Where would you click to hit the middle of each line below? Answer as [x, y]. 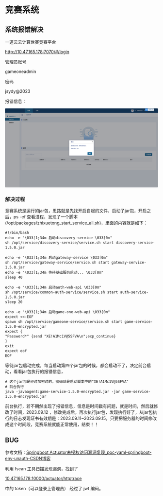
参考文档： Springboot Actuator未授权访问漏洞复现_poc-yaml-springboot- [78, 452]
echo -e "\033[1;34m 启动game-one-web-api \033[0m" [57, 312]
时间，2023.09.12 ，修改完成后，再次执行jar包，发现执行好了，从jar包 [83, 412]
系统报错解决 [24, 29]
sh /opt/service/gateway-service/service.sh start [57, 263]
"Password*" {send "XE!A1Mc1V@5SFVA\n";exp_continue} [61, 337]
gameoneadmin [21, 71]
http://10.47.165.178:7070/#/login [37, 52]
